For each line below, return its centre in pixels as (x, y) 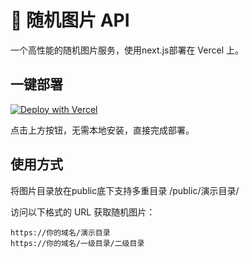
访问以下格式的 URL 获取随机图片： (83, 212)
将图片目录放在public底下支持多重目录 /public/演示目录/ (125, 190)
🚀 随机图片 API (70, 20)
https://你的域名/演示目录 (60, 232)
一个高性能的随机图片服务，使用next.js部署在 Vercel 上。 (127, 50)
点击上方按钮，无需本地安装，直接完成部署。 (102, 130)
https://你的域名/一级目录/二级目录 (77, 243)
